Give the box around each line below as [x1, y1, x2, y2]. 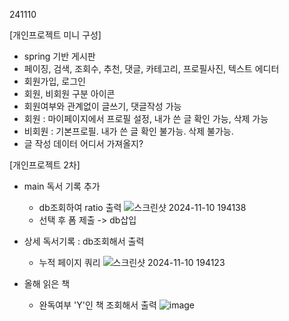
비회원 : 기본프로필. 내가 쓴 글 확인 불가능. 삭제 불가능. [23, 125, 234, 137]
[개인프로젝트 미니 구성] [9, 29, 102, 41]
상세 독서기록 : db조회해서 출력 [23, 235, 145, 247]
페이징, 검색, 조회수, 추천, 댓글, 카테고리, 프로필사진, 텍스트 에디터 [23, 63, 280, 74]
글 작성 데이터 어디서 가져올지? [23, 138, 144, 149]
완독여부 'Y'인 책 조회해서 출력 [38, 299, 157, 311]
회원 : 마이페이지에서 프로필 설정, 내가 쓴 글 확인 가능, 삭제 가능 [23, 113, 269, 124]
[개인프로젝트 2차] [9, 159, 81, 171]
